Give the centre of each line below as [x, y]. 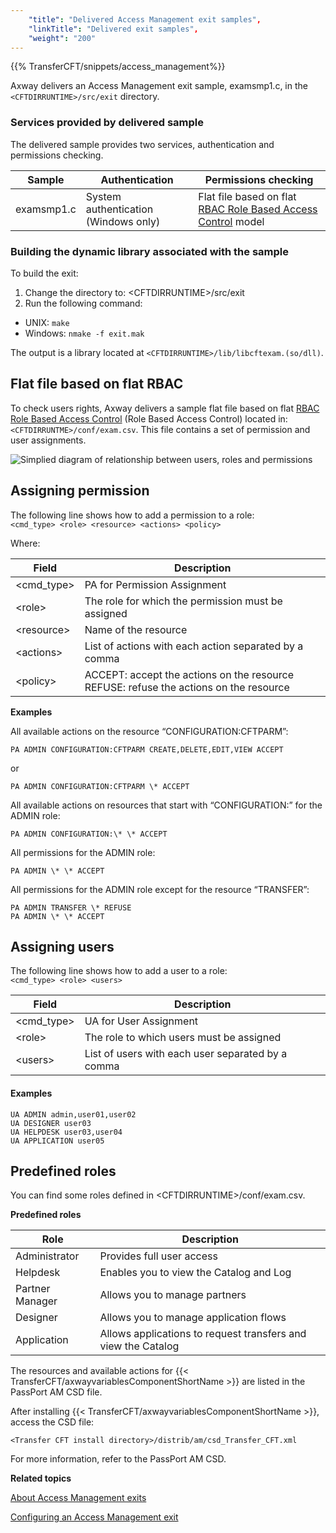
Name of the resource [136, 629]
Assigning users [62, 946]
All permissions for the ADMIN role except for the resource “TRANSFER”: [160, 889]
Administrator [47, 1256]
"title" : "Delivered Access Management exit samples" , [145, 19]
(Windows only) [123, 221]
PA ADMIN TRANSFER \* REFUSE [71, 907]
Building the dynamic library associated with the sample [150, 251]
